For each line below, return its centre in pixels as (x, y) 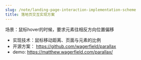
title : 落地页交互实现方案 (30, 14)
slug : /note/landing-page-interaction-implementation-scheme (71, 10)
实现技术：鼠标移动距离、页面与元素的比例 (57, 40)
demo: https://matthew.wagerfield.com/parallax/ (63, 52)
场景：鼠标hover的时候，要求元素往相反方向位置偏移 (60, 29)
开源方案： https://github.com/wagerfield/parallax (64, 46)
